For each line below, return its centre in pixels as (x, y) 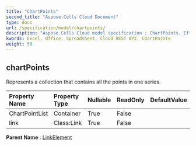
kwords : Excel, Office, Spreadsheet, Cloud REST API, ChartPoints (88, 39)
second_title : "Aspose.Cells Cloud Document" (62, 17)
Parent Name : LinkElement (39, 137)
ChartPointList (29, 113)
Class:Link (68, 123)
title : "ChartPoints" (32, 11)
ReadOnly (130, 100)
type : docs (19, 22)
